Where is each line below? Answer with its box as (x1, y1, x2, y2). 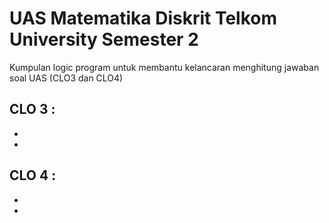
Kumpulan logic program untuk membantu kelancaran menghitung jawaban (9, 61, 320, 73)
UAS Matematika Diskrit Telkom (9, 7, 278, 30)
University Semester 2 (9, 28, 199, 51)
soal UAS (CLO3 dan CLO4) (9, 72, 124, 84)
